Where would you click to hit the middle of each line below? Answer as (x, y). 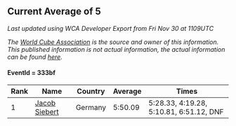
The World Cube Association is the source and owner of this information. (113, 42)
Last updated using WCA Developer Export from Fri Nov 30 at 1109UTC (111, 28)
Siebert (47, 112)
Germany (91, 108)
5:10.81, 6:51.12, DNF (186, 112)
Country (91, 92)
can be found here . (35, 57)
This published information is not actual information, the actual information (116, 49)
